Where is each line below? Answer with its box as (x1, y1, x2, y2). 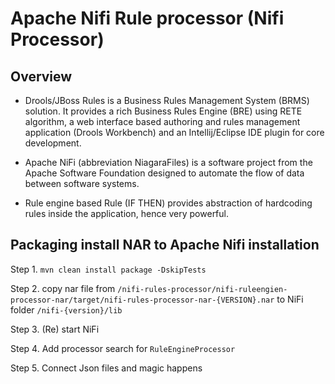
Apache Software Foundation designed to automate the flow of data (24, 167, 305, 179)
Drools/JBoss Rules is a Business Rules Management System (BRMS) (24, 95, 310, 106)
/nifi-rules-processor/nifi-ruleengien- (117, 284, 288, 294)
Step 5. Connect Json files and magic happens (10, 362, 203, 374)
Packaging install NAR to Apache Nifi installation (10, 237, 320, 254)
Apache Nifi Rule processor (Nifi (10, 7, 285, 30)
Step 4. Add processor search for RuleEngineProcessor (10, 342, 236, 354)
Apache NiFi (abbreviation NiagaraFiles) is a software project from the (24, 157, 313, 168)
